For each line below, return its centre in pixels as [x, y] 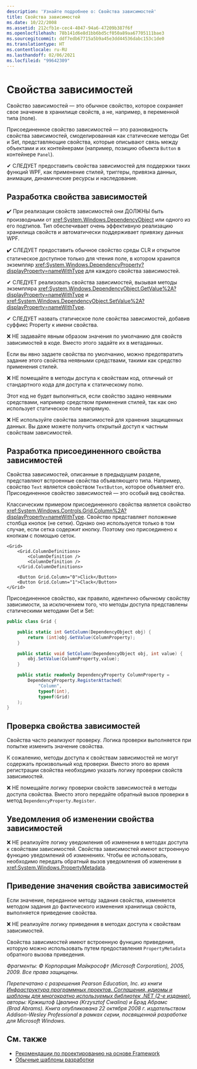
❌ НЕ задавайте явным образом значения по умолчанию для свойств [94, 336]
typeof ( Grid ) [54, 697]
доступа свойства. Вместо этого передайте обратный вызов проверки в [98, 795]
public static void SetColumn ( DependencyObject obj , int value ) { [100, 654]
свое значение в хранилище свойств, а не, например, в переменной [93, 112]
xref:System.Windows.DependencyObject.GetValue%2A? [107, 289]
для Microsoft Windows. [36, 1020]
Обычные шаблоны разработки [55, 1060]
